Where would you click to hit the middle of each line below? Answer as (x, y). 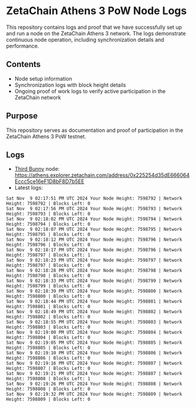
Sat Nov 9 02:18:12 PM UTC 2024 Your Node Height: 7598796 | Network (94, 240)
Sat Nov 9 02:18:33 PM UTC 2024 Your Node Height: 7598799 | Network (94, 281)
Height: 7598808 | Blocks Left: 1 (48, 379)
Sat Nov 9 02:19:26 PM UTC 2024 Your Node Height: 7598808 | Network (94, 384)
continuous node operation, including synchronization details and (85, 39)
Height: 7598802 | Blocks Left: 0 (48, 317)
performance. (23, 46)
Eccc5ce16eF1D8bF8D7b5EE (49, 181)
